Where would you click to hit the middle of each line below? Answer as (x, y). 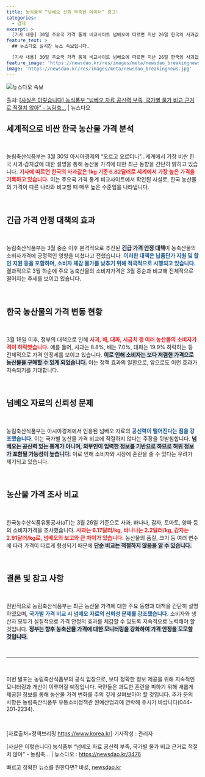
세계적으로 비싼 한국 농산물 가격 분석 (70, 128)
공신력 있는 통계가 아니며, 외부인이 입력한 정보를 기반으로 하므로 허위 (103, 446)
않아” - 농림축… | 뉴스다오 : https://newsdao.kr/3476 (77, 754)
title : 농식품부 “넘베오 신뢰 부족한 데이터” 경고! (63, 12)
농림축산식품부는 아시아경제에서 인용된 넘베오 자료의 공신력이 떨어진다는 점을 (98, 431)
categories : (21, 18)
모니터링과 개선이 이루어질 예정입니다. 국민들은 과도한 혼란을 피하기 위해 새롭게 (100, 687)
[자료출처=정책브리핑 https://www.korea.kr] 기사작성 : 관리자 (80, 733)
